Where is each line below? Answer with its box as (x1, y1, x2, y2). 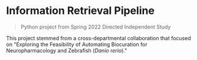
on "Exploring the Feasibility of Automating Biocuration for (6, 41, 147, 48)
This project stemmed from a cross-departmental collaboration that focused (6, 34, 191, 41)
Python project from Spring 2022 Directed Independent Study (20, 23, 171, 30)
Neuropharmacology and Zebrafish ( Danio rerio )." (6, 47, 127, 54)
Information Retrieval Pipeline (6, 4, 155, 17)
